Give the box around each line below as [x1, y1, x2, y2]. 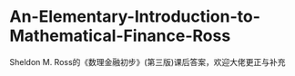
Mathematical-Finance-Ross [9, 25, 231, 46]
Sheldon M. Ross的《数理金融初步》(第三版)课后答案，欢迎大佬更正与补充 [9, 56, 286, 67]
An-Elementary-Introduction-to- [9, 6, 261, 27]
